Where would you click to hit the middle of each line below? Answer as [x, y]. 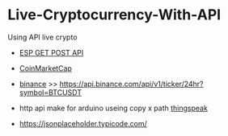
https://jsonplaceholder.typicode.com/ [83, 123]
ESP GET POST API [51, 52]
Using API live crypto [42, 37]
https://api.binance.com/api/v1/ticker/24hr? [131, 84]
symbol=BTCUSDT [51, 92]
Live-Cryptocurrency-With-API [114, 15]
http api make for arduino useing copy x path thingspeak [113, 108]
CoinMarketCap [45, 68]
